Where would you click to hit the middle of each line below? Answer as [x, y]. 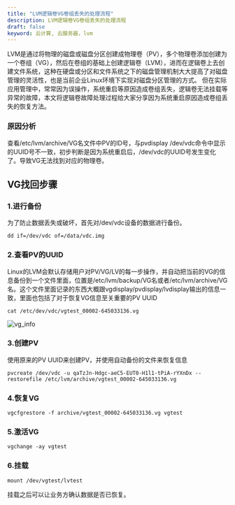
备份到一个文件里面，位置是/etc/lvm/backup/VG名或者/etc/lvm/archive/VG [120, 280]
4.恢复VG [23, 398]
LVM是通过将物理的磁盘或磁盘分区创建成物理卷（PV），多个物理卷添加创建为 [117, 54]
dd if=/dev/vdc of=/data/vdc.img [56, 236]
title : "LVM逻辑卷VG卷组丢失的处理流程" [60, 14]
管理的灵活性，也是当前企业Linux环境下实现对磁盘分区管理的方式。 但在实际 [117, 80]
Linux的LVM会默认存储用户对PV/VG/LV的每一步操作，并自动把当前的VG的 [113, 271]
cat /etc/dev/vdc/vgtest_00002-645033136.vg [73, 311]
